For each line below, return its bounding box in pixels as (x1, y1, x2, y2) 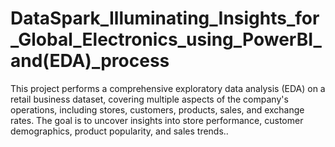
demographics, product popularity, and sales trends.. (10, 125, 229, 137)
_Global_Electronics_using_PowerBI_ (10, 28, 322, 51)
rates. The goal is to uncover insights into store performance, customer (10, 114, 304, 126)
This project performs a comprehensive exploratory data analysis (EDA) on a (10, 82, 326, 94)
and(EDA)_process (10, 50, 170, 72)
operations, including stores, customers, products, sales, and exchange (10, 103, 305, 116)
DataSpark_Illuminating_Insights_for (10, 7, 320, 30)
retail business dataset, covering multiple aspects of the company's (10, 93, 289, 105)
